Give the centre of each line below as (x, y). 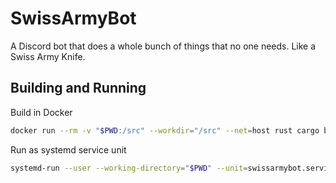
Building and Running (78, 88)
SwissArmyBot (73, 18)
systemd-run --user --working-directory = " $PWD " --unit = (129, 168)
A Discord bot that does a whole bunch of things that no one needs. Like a (163, 46)
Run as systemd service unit (68, 149)
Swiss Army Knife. (48, 56)
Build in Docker (41, 112)
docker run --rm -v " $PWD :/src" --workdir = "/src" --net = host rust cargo (165, 130)
